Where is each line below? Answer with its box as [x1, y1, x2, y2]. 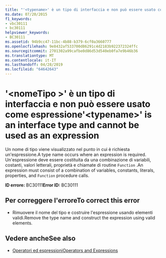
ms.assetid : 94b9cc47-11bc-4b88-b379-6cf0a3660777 [5, 39, 112, 44]
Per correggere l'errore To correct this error [5, 196, 140, 205]
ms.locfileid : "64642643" [5, 67, 58, 72]
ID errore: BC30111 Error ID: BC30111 [5, 182, 78, 188]
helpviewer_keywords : [5, 30, 50, 35]
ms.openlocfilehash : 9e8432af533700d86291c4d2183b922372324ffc [5, 44, 138, 49]
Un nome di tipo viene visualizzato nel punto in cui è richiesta [5, 146, 130, 152]
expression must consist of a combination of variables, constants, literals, [5, 167, 155, 173]
